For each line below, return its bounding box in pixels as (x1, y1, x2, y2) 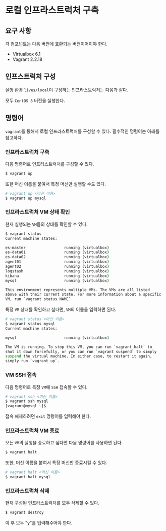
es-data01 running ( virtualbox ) (5, 250, 109, 255)
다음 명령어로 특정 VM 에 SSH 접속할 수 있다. (5, 384, 88, 390)
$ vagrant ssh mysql (5, 399, 49, 404)
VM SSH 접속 (5, 371, 37, 378)
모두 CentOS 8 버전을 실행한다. (5, 97, 66, 103)
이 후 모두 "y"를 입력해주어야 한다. (5, 520, 73, 526)
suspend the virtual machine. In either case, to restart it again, (5, 353, 152, 359)
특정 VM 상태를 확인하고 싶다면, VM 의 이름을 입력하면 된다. (5, 306, 117, 312)
